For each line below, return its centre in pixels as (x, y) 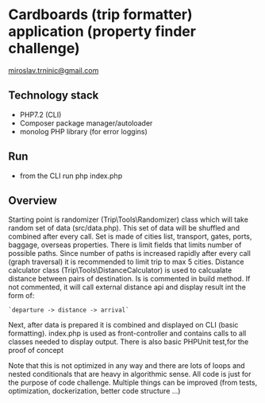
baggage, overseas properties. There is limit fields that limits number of (125, 245)
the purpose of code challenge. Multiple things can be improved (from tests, (133, 382)
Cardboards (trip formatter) (100, 15)
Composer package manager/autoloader (86, 123)
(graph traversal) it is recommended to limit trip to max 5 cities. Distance (126, 262)
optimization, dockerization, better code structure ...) (94, 391)
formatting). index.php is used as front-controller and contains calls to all (127, 333)
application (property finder (102, 31)
